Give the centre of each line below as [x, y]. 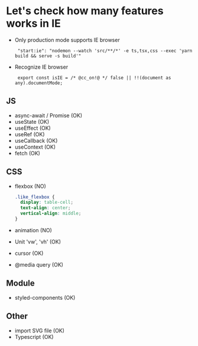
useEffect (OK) [33, 128]
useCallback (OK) [36, 140]
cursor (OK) [29, 253]
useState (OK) [32, 121]
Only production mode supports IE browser [67, 40]
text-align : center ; [46, 208]
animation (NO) [33, 230]
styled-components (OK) [45, 297]
